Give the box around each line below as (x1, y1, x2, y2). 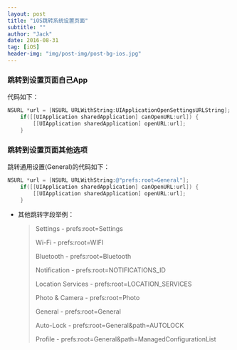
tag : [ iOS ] (7, 43, 40, 51)
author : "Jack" (7, 30, 53, 38)
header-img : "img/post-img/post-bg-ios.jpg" (7, 51, 142, 58)
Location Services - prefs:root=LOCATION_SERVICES (35, 279, 192, 289)
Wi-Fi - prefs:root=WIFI (35, 238, 104, 247)
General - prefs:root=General (35, 307, 121, 316)
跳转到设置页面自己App (7, 75, 88, 85)
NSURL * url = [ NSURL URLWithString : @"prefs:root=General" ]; (7, 176, 190, 184)
